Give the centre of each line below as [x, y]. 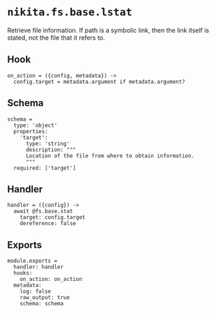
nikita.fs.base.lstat [70, 12]
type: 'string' [48, 144]
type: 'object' [36, 125]
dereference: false [48, 224]
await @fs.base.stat [43, 211]
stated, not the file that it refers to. [56, 38]
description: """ [51, 150]
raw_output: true [45, 298]
